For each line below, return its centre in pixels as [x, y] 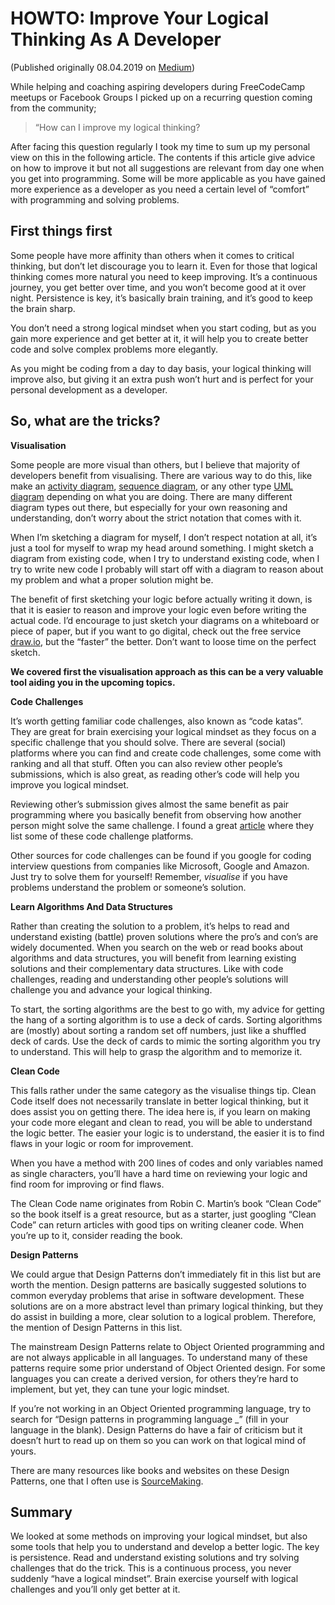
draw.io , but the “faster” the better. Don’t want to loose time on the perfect [163, 641]
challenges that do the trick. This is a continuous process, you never [151, 1568]
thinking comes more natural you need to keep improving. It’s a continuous [164, 276]
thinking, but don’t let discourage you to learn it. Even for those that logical [164, 266]
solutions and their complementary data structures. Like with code [147, 968]
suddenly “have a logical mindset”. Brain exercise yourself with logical [154, 1579]
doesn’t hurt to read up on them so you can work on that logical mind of [158, 1440]
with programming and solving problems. [95, 199]
